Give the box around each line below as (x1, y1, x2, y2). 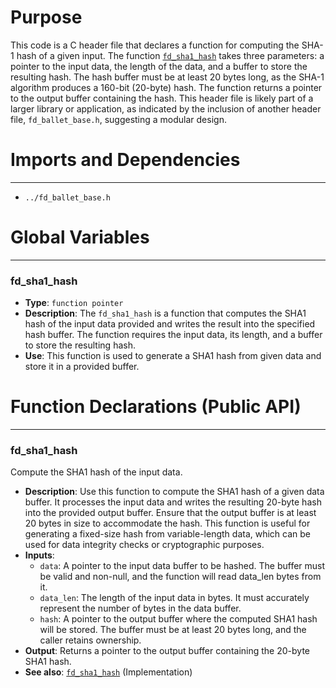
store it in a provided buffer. (24, 361, 140, 373)
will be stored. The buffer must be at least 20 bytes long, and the (39, 624, 307, 636)
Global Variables (10, 226, 150, 249)
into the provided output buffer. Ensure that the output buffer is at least (24, 507, 317, 519)
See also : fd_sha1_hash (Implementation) (24, 666, 193, 678)
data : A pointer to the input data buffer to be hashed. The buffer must (39, 560, 326, 572)
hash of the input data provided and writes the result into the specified (24, 318, 316, 330)
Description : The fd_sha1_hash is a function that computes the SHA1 (24, 307, 307, 320)
